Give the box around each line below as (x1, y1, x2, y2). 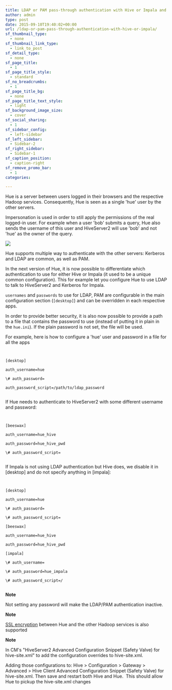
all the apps (5, 339, 30, 346)
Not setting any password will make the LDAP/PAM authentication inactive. (5, 602, 163, 608)
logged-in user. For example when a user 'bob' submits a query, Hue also (5, 220, 161, 226)
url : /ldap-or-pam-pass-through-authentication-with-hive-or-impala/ (5, 27, 158, 32)
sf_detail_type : (5, 50, 40, 56)
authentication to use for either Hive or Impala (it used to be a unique (5, 271, 151, 278)
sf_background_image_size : (5, 108, 63, 113)
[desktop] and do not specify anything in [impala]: (5, 469, 111, 476)
